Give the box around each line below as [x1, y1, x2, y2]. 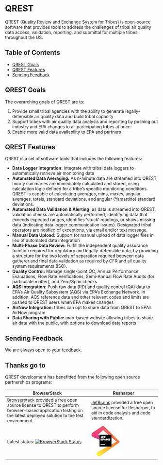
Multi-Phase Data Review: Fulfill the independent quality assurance [12, 242, 148, 248]
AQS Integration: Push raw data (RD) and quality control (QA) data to [12, 284, 150, 290]
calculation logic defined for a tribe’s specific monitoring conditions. [12, 186, 148, 192]
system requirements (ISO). [12, 263, 67, 269]
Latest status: [7, 439, 34, 445]
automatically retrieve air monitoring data [12, 171, 95, 176]
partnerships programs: [5, 379, 52, 385]
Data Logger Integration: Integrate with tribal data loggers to [12, 165, 134, 171]
